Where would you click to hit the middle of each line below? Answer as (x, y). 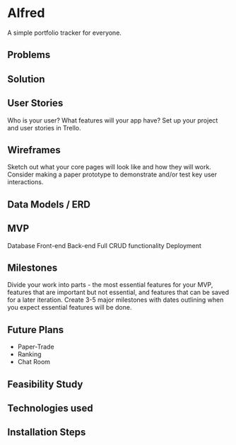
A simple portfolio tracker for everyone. (65, 33)
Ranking (29, 354)
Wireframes (34, 150)
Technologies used (50, 408)
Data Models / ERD (49, 204)
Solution (26, 79)
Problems (29, 55)
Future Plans (36, 330)
